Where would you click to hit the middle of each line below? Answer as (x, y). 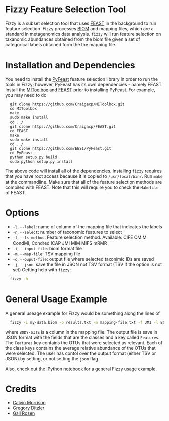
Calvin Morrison (29, 403)
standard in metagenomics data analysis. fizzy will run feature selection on (83, 34)
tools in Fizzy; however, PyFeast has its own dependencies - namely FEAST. (84, 84)
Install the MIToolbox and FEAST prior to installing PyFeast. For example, (80, 90)
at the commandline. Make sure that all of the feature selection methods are (84, 182)
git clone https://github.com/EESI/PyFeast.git (61, 148)
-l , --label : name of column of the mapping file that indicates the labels (87, 227)
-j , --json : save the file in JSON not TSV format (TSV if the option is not (87, 264)
